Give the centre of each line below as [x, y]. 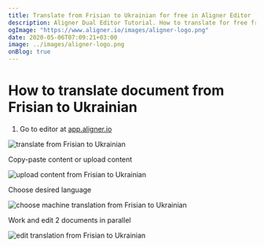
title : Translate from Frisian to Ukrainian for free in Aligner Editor [130, 15]
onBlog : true [29, 52]
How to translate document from [116, 91]
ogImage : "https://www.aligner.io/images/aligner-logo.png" [109, 30]
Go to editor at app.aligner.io [66, 129]
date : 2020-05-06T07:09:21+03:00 [63, 37]
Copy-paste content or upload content [70, 159]
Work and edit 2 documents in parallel [70, 220]
